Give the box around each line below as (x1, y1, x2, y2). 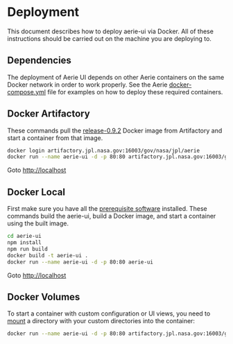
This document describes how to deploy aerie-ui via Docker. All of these (7, 27, 214, 35)
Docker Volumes (7, 291, 80, 302)
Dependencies (7, 55, 71, 67)
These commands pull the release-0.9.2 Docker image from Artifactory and (7, 126, 223, 135)
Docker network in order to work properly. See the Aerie (7, 80, 168, 89)
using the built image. (7, 219, 69, 227)
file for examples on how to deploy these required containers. (47, 87, 223, 96)
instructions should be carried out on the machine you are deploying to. (7, 34, 212, 42)
